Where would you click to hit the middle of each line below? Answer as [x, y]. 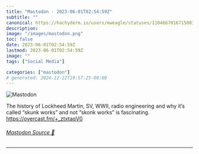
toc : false [20, 39]
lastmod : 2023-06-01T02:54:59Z [45, 51]
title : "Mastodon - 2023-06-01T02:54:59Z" [59, 12]
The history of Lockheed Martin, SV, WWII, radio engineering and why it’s [96, 106]
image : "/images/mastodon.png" [45, 34]
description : [22, 28]
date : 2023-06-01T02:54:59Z [41, 45]
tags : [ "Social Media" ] [36, 61]
